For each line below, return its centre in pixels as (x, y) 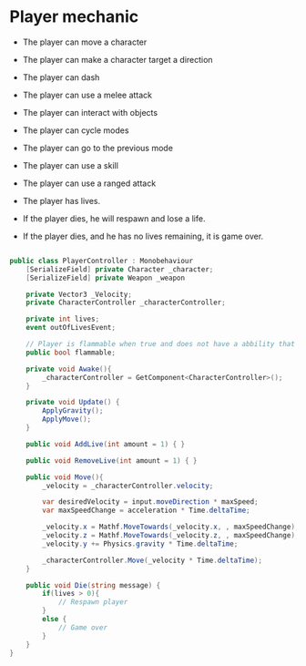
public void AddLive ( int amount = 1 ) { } (106, 444)
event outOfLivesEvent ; (71, 328)
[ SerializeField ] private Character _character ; (120, 269)
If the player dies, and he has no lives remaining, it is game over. (143, 236)
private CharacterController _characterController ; (126, 302)
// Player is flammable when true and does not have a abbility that (161, 344)
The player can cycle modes (76, 130)
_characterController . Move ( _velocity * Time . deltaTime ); (152, 560)
